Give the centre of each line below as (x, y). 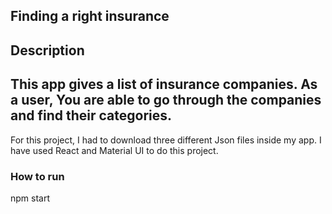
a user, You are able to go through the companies (166, 100)
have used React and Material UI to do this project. (114, 150)
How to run (37, 176)
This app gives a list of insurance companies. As (164, 84)
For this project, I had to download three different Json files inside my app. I (166, 140)
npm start (30, 198)
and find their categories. (91, 115)
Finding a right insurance (90, 16)
